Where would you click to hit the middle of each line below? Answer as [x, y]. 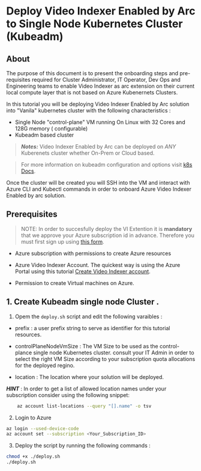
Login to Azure [33, 417]
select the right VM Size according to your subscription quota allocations [105, 359]
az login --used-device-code [43, 428]
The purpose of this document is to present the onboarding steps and [92, 73]
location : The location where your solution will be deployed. [89, 377]
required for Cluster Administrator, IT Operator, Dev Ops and [106, 80]
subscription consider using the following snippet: [68, 395]
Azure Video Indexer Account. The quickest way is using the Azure [97, 265]
